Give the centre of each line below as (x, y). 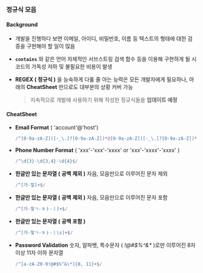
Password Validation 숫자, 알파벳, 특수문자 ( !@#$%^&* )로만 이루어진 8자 (105, 245)
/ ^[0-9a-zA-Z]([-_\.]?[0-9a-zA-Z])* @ (63, 139)
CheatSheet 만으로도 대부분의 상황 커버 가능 (80, 87)
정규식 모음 (22, 9)
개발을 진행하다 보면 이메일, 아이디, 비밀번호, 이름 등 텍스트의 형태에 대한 (101, 39)
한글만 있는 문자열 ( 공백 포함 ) (50, 221)
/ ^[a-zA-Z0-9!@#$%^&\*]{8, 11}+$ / (58, 264)
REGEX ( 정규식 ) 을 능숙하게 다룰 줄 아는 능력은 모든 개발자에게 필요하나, (101, 79)
